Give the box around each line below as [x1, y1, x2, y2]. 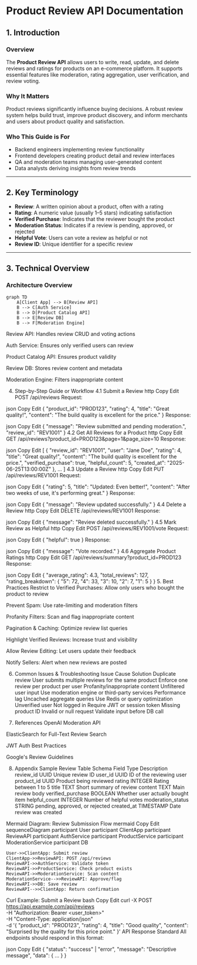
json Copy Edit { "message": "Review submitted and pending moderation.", [6, 422, 186, 429]
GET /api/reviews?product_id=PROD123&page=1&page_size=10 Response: [6, 435, 186, 442]
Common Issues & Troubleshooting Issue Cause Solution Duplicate [14, 670, 176, 677]
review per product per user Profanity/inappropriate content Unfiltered [14, 682, 185, 690]
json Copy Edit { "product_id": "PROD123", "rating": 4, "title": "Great [6, 405, 169, 412]
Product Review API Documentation [6, 4, 184, 18]
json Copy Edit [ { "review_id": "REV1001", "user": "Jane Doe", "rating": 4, [6, 447, 182, 454]
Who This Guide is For [6, 133, 70, 141]
